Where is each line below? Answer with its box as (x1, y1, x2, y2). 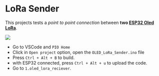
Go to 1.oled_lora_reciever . (12, 65, 71, 71)
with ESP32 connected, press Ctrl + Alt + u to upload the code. (12, 59, 147, 65)
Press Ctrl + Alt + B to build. (12, 54, 75, 60)
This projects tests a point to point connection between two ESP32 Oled (5, 19, 154, 25)
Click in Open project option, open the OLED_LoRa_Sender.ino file (12, 49, 144, 55)
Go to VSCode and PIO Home (12, 43, 70, 50)
